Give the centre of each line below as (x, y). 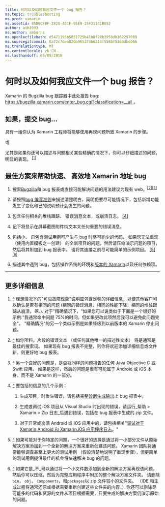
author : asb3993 (22, 28)
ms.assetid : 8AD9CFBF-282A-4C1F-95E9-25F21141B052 (58, 23)
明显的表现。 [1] (21, 159)
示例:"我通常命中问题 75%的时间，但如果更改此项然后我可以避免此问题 (84, 317)
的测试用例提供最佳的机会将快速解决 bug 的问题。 (63, 458)
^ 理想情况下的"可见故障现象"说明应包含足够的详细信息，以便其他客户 (82, 299)
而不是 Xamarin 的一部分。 (48, 375)
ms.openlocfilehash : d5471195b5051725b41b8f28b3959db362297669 (71, 37)
